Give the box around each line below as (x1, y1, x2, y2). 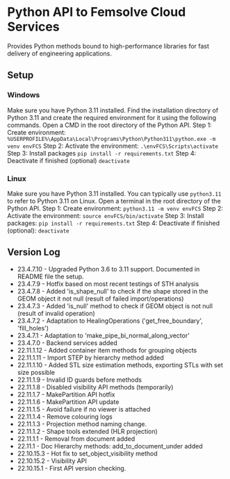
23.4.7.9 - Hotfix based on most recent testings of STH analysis (17, 279, 199, 288)
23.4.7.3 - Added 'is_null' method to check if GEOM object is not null (17, 301, 213, 310)
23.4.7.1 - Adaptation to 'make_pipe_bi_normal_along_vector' (17, 331, 190, 339)
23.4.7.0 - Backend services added (17, 338, 117, 347)
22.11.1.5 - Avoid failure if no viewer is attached (17, 405, 151, 413)
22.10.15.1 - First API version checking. (17, 464, 126, 472)
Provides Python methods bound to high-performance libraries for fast (7, 42, 210, 50)
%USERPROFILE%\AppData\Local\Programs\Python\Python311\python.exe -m (7, 135, 216, 142)
